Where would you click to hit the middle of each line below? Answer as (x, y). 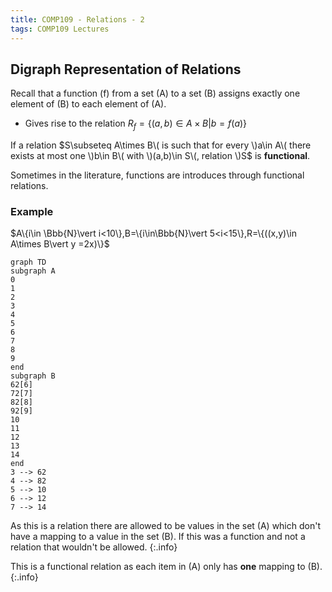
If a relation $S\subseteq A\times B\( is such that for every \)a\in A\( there (161, 145)
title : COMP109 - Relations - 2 (77, 19)
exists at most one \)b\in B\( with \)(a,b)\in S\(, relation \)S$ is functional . (160, 156)
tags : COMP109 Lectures (60, 29)
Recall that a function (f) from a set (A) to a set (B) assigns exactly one (155, 93)
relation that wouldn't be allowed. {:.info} (94, 547)
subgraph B (33, 376)
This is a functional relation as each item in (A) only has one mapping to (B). (166, 567)
